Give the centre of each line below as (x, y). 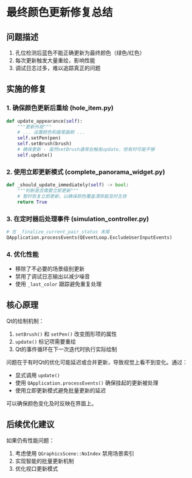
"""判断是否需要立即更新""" (48, 190)
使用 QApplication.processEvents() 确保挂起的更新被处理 (87, 383)
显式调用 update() (38, 375)
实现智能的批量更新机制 (44, 461)
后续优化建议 (30, 425)
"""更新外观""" (35, 127)
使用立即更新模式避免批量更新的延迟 (60, 390)
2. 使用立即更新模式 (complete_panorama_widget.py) (86, 172)
